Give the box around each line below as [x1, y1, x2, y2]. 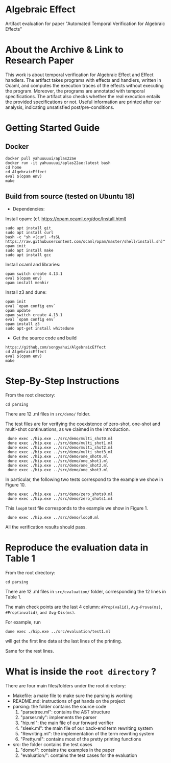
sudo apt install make [5, 248, 54, 253]
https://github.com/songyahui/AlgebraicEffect [5, 344, 106, 350]
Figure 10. [5, 481, 26, 488]
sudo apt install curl [5, 230, 54, 235]
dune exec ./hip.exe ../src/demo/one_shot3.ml [7, 467, 109, 472]
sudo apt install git [5, 225, 52, 230]
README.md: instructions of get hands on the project [12, 698, 125, 704]
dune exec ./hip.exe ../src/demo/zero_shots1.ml [7, 496, 113, 501]
